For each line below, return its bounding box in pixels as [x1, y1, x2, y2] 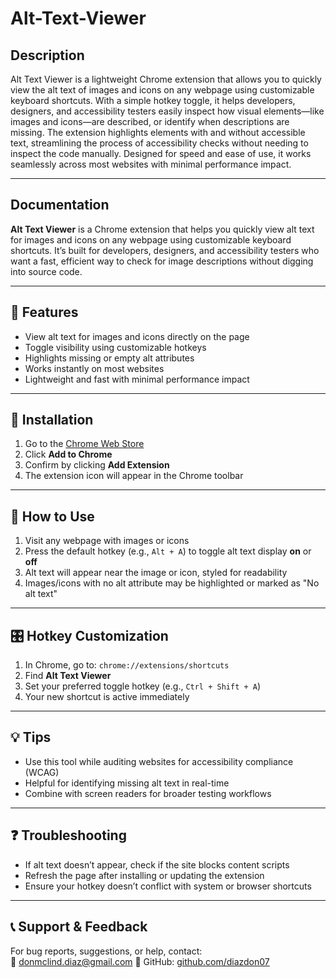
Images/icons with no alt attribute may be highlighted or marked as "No [24, 577, 320, 589]
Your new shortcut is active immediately [24, 691, 190, 703]
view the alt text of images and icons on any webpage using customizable [10, 84, 315, 96]
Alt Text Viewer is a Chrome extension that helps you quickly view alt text [10, 223, 315, 235]
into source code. [10, 265, 83, 277]
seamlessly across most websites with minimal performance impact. [10, 158, 292, 170]
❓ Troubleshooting [10, 827, 127, 844]
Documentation [10, 197, 110, 214]
